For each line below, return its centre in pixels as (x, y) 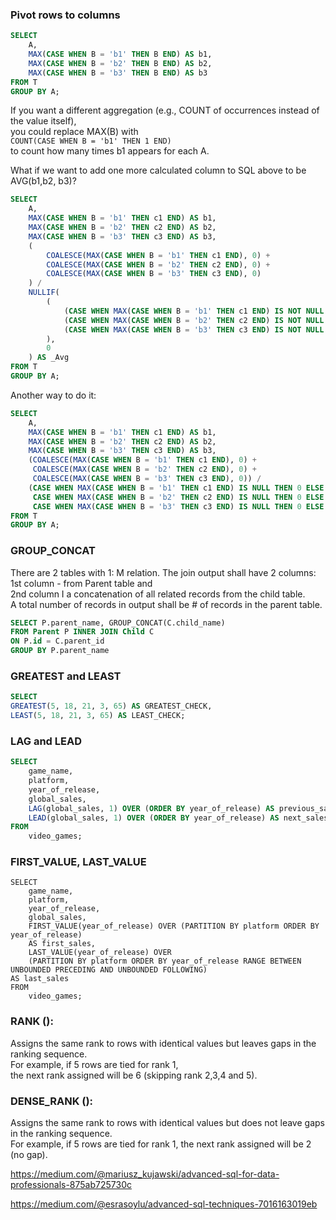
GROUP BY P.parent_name (60, 651)
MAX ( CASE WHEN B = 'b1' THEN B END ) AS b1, (120, 54)
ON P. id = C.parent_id (57, 641)
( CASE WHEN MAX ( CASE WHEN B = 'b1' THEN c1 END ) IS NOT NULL (194, 311)
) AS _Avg (49, 358)
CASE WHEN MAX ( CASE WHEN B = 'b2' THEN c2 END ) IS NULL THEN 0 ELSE (178, 497)
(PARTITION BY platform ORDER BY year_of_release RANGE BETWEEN (165, 961)
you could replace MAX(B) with (74, 132)
